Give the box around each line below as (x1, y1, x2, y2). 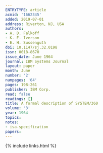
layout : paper (5, 63, 35, 68)
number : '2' (5, 73, 30, 78)
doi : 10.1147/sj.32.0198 (5, 45, 58, 50)
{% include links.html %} (5, 143, 57, 149)
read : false (5, 92, 30, 97)
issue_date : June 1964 (5, 54, 53, 59)
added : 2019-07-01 (5, 17, 44, 22)
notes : (5, 119, 19, 125)
